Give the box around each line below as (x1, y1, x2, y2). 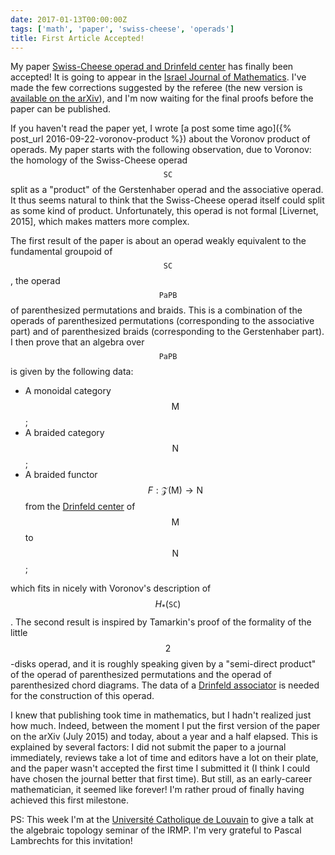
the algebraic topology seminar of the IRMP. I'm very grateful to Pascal (10, 824, 302, 836)
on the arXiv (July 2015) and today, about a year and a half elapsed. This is (10, 731, 318, 743)
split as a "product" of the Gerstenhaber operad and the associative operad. (10, 184, 324, 196)
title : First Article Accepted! (10, 33, 145, 43)
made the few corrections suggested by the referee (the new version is (10, 82, 303, 94)
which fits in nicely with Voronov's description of (10, 582, 212, 595)
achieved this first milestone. (10, 794, 129, 806)
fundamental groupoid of (10, 246, 113, 258)
